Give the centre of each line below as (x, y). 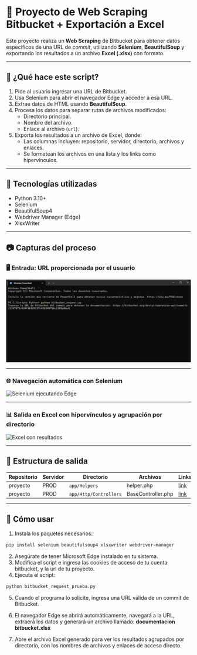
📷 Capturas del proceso (51, 248)
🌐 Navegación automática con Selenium (64, 381)
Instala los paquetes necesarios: (54, 533)
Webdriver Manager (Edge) (47, 217)
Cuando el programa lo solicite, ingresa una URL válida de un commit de (102, 597)
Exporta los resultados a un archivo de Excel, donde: (78, 135)
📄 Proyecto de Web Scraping (77, 12)
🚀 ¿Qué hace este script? (52, 77)
